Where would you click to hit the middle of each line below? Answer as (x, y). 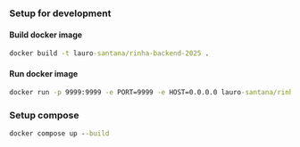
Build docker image (46, 35)
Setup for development (60, 13)
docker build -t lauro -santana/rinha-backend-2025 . (109, 53)
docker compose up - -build (59, 134)
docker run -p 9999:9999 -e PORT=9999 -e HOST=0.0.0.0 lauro (125, 93)
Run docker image (44, 73)
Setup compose (44, 115)
